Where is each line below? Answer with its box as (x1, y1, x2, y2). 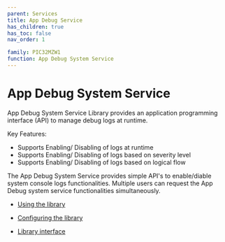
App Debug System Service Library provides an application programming (7, 108, 218, 117)
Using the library (17, 200, 66, 208)
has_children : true (7, 23, 64, 30)
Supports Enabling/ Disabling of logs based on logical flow (17, 158, 187, 166)
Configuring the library (17, 213, 83, 222)
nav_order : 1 (7, 36, 45, 43)
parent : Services (7, 10, 58, 17)
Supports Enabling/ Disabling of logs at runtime (17, 143, 154, 151)
